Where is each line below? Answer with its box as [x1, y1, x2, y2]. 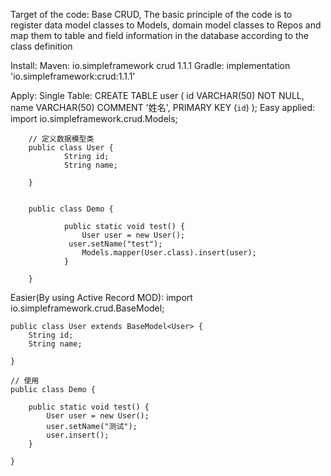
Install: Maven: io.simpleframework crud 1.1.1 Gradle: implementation [10, 60, 291, 71]
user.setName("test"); [68, 239, 163, 249]
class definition [10, 40, 73, 52]
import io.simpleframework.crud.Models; [10, 113, 178, 124]
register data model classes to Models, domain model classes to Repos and [10, 19, 322, 31]
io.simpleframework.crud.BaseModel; [10, 302, 165, 314]
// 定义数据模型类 [28, 134, 95, 144]
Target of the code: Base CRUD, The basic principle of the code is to [10, 9, 293, 20]
